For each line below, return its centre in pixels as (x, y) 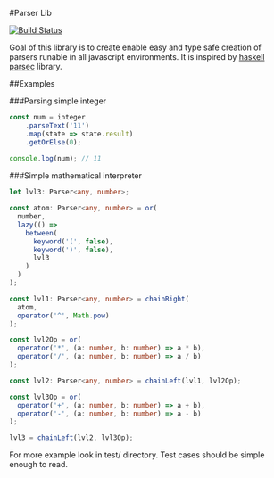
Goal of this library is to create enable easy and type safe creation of (135, 47)
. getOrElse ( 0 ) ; (54, 142)
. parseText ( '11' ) (58, 125)
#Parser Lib (30, 13)
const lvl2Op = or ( (46, 340)
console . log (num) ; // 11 (55, 159)
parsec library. (36, 66)
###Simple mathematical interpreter (76, 176)
